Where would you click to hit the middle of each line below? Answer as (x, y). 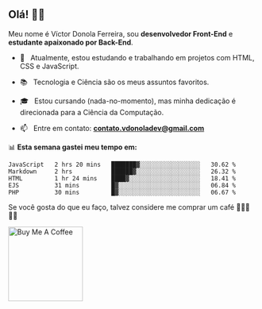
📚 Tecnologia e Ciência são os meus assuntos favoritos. (114, 82)
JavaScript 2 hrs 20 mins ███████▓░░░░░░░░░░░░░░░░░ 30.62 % (122, 164)
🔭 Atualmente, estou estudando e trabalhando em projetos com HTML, (137, 57)
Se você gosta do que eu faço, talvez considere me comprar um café (121, 207)
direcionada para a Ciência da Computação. (92, 112)
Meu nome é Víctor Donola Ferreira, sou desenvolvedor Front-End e (121, 33)
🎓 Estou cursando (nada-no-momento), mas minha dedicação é (128, 101)
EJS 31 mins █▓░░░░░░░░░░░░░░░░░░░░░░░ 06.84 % (122, 185)
